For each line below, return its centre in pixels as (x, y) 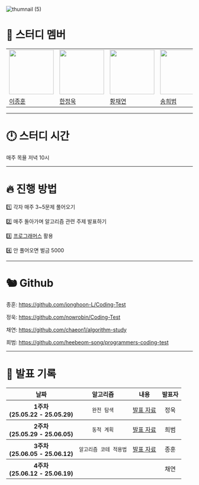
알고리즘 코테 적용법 (103, 449)
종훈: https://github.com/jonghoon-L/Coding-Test (66, 304)
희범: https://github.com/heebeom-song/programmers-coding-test (87, 342)
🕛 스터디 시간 (38, 136)
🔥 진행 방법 (32, 189)
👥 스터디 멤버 (36, 35)
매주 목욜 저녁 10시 (28, 157)
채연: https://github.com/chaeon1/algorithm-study (67, 329)
